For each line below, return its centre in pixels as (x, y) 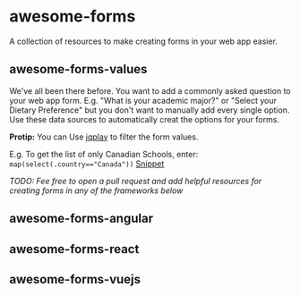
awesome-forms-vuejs (75, 279)
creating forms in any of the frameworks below (96, 190)
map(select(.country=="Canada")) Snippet (87, 164)
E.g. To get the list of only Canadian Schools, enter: (104, 154)
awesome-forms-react (74, 249)
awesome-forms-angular (81, 219)
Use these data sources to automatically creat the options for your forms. (145, 119)
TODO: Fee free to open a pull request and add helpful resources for (136, 181)
